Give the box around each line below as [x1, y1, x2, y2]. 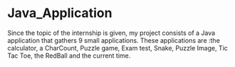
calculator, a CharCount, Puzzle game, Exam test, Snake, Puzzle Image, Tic [7, 43, 228, 52]
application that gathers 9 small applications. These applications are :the [7, 36, 221, 44]
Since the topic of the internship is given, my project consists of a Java [7, 29, 216, 37]
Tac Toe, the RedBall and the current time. [7, 51, 131, 60]
